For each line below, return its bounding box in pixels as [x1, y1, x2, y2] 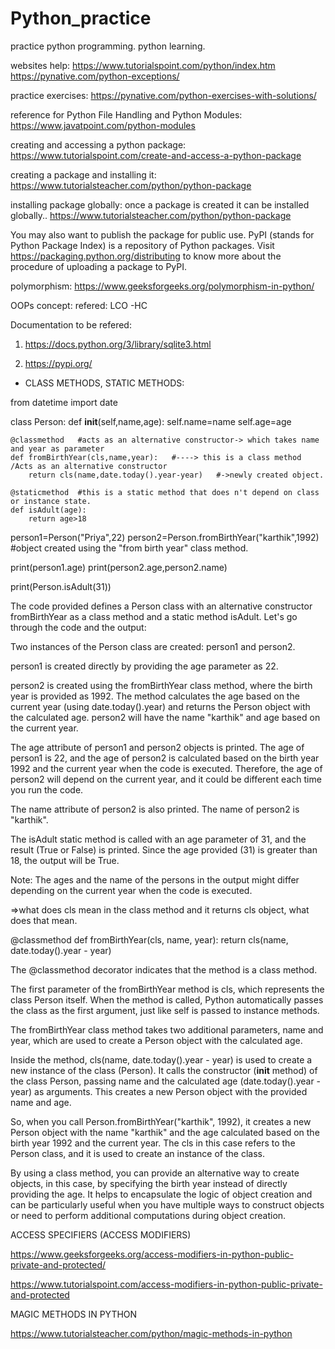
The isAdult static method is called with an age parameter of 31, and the [10, 833, 307, 845]
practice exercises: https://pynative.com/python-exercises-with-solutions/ [10, 89, 317, 101]
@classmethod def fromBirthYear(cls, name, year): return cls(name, [10, 933, 289, 946]
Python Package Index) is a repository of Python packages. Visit [10, 239, 275, 251]
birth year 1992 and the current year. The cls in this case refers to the [10, 1137, 296, 1149]
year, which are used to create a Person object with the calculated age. [10, 1034, 303, 1046]
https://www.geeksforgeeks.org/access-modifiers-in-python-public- [10, 1248, 294, 1260]
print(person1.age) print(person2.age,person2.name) [10, 561, 228, 573]
